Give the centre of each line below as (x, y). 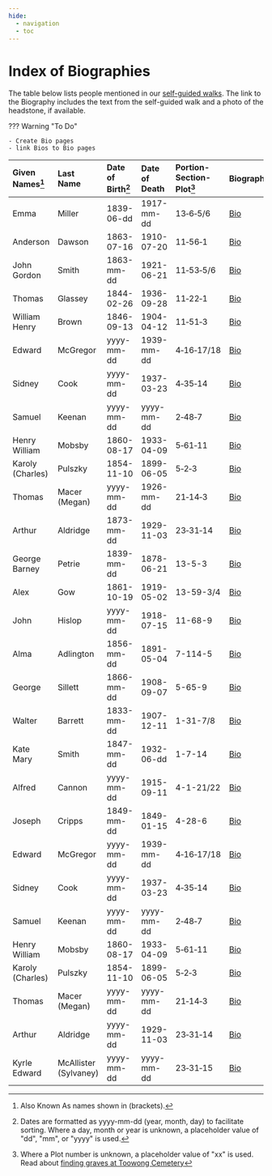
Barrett (71, 720)
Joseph (27, 820)
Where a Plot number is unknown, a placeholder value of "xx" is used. (137, 1154)
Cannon (72, 787)
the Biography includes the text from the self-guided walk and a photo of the (136, 102)
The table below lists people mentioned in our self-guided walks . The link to (135, 93)
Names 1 (29, 184)
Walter (25, 720)
